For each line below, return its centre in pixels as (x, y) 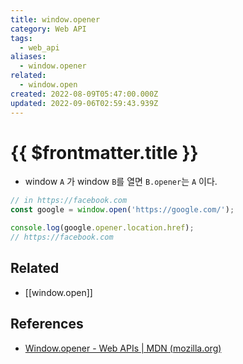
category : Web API (48, 29)
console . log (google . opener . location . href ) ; (102, 228)
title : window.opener (55, 19)
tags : (21, 38)
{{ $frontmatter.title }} (104, 152)
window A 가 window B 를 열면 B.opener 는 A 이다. (121, 182)
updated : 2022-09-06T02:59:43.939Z (84, 103)
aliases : (28, 57)
